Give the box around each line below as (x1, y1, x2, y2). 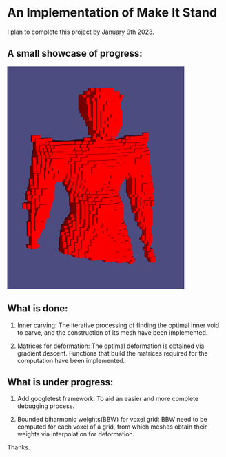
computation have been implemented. (17, 356, 125, 364)
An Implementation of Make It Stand (7, 5, 218, 21)
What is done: (7, 302, 68, 315)
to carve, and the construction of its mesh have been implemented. (17, 328, 208, 336)
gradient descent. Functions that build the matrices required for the (17, 349, 208, 357)
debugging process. (17, 402, 74, 410)
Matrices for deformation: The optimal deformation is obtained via (17, 342, 205, 350)
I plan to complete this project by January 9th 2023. (7, 28, 155, 36)
